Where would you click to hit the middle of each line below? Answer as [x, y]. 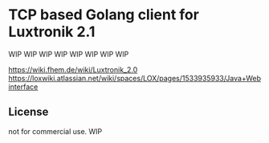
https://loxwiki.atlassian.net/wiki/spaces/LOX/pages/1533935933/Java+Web [135, 78]
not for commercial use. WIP [55, 131]
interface [23, 87]
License [29, 112]
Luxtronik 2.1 [52, 32]
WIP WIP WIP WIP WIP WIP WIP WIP [69, 54]
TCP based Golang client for [104, 15]
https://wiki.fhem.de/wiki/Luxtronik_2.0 [73, 69]
